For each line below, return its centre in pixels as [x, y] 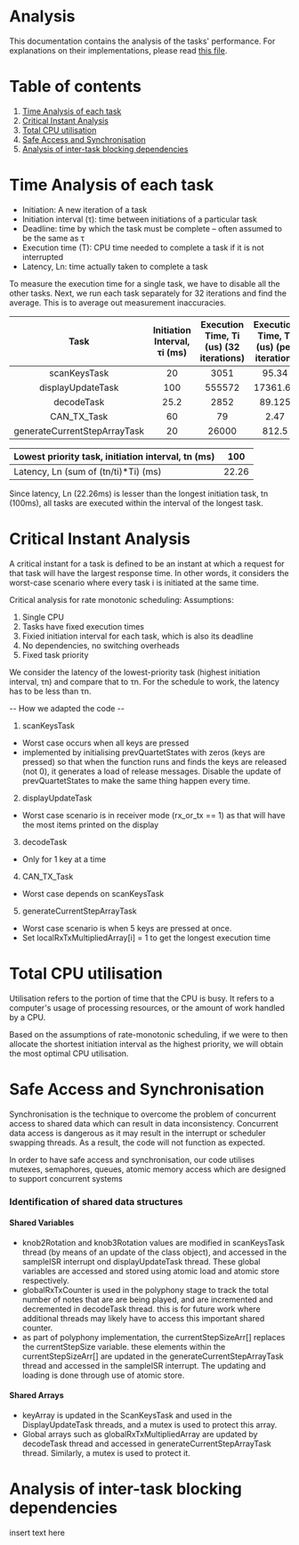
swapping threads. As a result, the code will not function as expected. [137, 1142]
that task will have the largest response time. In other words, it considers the [149, 573]
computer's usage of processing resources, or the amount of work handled [147, 1007]
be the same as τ [53, 238]
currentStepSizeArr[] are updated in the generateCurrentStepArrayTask [153, 1356]
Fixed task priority [55, 655]
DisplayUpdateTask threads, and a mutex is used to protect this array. [149, 1424]
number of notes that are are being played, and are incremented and [147, 1299]
